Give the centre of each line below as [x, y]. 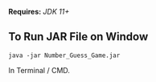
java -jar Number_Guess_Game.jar [64, 55]
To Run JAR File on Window [78, 37]
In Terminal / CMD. [39, 70]
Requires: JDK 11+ [39, 12]
